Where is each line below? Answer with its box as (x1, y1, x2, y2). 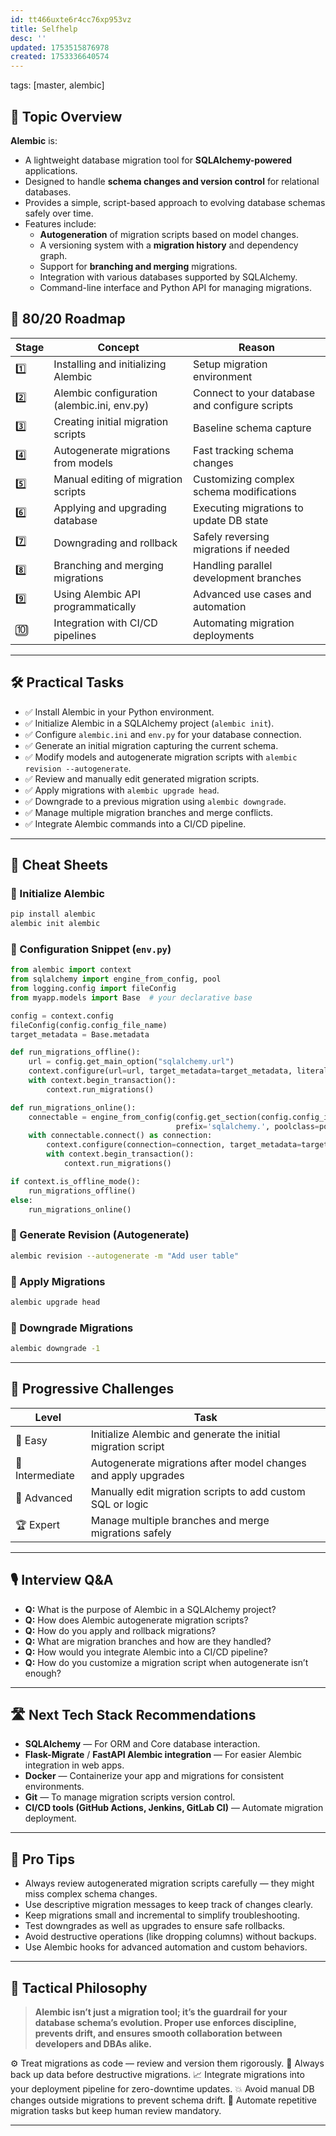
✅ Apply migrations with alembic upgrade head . (24, 784, 220, 796)
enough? (24, 1667, 62, 1679)
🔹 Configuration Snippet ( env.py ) (10, 942, 172, 956)
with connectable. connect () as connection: (28, 1131, 213, 1141)
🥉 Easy (15, 1433, 48, 1447)
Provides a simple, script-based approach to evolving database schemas (24, 196, 326, 208)
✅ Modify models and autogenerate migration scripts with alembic (24, 751, 298, 763)
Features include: (24, 217, 97, 230)
